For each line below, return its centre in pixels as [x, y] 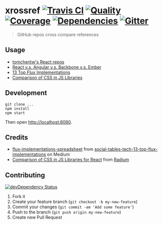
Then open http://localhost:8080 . [39, 122]
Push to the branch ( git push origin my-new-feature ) [67, 212]
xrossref [23, 11]
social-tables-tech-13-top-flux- [126, 149]
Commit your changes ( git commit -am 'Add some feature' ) [73, 207]
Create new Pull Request [37, 217]
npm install [17, 109]
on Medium [58, 154]
